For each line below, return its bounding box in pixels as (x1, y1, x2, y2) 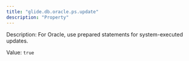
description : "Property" (6, 14, 69, 20)
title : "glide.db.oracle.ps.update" (6, 8, 99, 15)
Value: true (6, 48, 35, 56)
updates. (6, 37, 28, 44)
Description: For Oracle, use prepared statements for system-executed (6, 30, 184, 38)
